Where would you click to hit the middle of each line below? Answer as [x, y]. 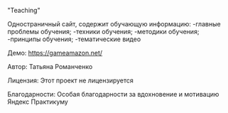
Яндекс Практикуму [38, 102]
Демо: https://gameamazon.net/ [55, 53]
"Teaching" [24, 10]
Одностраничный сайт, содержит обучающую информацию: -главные [114, 24]
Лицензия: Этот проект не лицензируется [70, 80]
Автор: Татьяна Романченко [50, 66]
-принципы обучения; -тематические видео [74, 39]
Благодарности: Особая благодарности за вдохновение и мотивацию [113, 94]
